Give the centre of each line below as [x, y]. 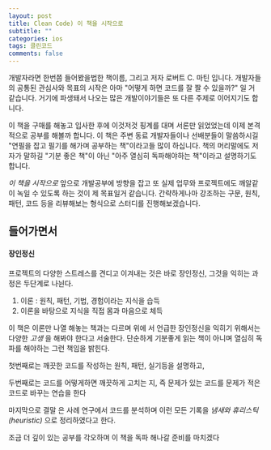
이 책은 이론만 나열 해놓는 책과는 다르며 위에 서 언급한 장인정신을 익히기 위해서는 [135, 328]
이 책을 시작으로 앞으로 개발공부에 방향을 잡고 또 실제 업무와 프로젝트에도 [123, 183]
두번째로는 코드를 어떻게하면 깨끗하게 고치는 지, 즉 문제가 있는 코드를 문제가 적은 [135, 383]
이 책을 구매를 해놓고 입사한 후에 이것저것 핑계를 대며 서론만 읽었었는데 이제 [127, 125]
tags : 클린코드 [30, 46]
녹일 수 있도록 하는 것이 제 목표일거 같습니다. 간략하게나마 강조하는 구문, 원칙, [138, 193]
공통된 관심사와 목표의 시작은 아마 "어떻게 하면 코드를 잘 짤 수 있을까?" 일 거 [136, 88]
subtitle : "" [30, 31]
